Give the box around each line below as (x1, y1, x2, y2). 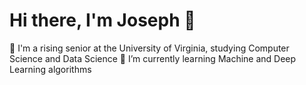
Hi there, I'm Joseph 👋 (9, 9, 196, 32)
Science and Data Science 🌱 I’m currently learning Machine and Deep (9, 52, 297, 64)
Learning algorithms (9, 63, 92, 75)
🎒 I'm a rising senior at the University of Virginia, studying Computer (9, 42, 290, 54)
